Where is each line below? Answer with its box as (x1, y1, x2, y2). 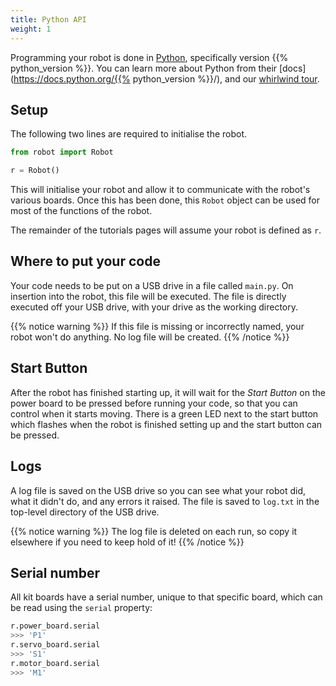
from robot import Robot (10, 147, 114, 158)
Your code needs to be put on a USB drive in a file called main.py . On (10, 279, 294, 291)
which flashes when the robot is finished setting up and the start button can (10, 418, 323, 430)
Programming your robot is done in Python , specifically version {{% (10, 51, 289, 63)
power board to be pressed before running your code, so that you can (10, 397, 298, 409)
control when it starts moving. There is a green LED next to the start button (10, 407, 319, 420)
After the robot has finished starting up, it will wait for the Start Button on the (10, 386, 326, 398)
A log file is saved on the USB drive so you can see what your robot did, (10, 484, 306, 496)
